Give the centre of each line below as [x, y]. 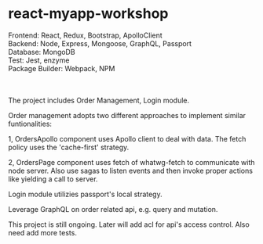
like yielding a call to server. [53, 179]
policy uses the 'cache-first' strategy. [69, 147]
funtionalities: [30, 124]
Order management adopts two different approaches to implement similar [127, 115]
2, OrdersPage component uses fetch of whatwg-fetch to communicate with [131, 162]
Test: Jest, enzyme [39, 60]
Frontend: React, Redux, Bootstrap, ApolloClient [85, 35]
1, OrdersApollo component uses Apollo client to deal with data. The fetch [127, 138]
